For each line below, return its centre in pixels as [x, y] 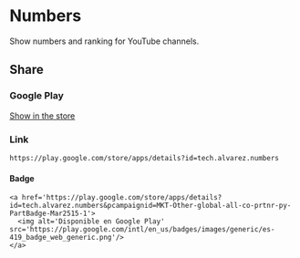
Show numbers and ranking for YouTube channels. [104, 41]
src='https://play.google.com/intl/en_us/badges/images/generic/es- [142, 230]
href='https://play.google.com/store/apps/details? [122, 198]
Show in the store [42, 116]
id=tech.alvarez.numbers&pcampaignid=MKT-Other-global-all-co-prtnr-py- [150, 206]
